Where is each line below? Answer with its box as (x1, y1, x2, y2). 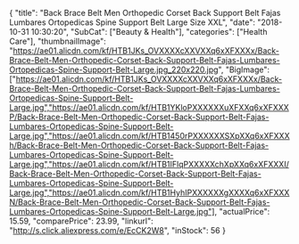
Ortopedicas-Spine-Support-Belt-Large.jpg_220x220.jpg (9, 64, 219, 75)
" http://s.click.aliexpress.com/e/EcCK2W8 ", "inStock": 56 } (9, 225, 226, 235)
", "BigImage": (218, 64, 270, 75)
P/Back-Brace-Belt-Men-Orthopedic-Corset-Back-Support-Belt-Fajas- (9, 111, 270, 122)
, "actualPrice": (213, 207, 270, 216)
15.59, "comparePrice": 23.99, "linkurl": (9, 216, 154, 226)
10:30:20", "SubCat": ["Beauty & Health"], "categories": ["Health (30, 27, 268, 37)
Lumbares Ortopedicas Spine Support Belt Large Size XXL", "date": (9, 17, 256, 28)
